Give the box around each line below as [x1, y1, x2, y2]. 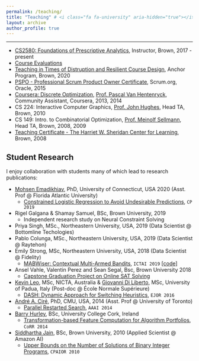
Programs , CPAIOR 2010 [23, 348, 80, 355]
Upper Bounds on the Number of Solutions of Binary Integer [23, 341, 170, 349]
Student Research [6, 152, 74, 162]
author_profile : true [6, 25, 60, 31]
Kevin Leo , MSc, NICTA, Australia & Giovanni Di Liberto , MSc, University [14, 279, 191, 286]
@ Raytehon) [14, 241, 47, 249]
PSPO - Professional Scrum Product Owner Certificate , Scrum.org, [14, 78, 178, 86]
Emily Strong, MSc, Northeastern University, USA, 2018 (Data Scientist [14, 247, 187, 254]
